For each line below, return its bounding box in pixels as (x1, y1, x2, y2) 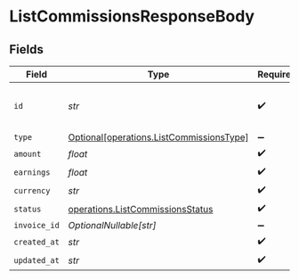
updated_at (13, 255, 60, 265)
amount (13, 149, 42, 159)
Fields (9, 42, 44, 57)
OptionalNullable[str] (68, 219, 157, 231)
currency (13, 185, 51, 195)
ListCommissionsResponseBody (9, 6, 255, 27)
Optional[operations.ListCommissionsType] (68, 131, 249, 144)
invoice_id (13, 220, 60, 230)
